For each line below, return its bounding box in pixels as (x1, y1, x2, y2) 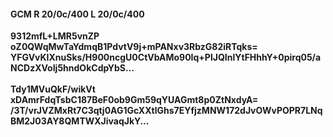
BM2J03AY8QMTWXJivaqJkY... (10, 115, 150, 127)
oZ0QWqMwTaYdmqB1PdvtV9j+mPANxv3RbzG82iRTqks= (10, 41, 258, 53)
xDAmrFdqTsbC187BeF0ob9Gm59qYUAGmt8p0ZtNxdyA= (10, 94, 259, 106)
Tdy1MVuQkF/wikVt (10, 83, 96, 95)
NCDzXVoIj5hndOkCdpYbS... (10, 62, 135, 74)
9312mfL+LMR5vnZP (10, 30, 100, 42)
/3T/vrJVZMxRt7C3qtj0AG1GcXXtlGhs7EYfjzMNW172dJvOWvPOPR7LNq (10, 105, 323, 117)
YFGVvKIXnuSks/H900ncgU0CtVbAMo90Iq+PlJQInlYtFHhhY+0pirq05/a (10, 51, 322, 64)
